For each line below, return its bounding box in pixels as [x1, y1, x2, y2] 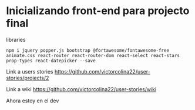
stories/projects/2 [6, 74, 49, 81]
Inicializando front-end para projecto [6, 4, 190, 18]
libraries [6, 36, 26, 43]
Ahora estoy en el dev [6, 97, 59, 104]
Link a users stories [6, 68, 54, 75]
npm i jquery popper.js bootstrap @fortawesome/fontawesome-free [6, 47, 169, 54]
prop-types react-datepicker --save [6, 58, 96, 64]
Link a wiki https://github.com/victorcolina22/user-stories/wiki [6, 85, 157, 92]
